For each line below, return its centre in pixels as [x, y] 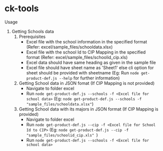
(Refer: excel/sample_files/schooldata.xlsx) [69, 47]
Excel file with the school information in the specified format [87, 41]
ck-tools [22, 9]
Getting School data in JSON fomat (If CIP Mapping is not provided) [87, 83]
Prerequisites [32, 37]
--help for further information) [89, 78]
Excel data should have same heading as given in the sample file [91, 62]
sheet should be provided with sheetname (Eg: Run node [82, 73]
